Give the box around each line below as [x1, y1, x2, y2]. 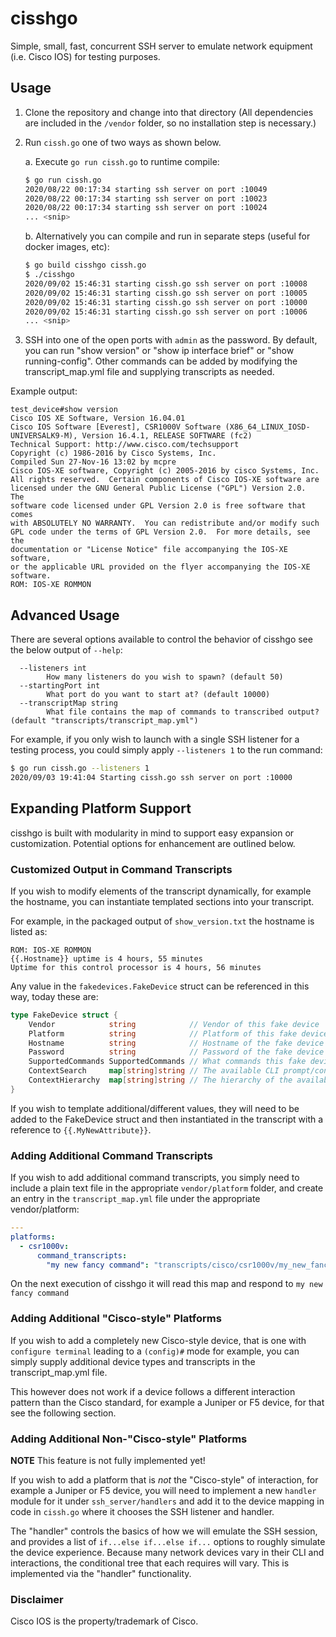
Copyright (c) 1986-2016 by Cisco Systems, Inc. [10, 448, 217, 459]
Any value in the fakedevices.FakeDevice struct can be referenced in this [10, 980, 310, 992]
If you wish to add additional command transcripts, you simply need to [10, 1172, 300, 1184]
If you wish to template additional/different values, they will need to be [10, 1102, 300, 1114]
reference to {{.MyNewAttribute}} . [10, 1123, 152, 1136]
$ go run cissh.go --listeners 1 [10, 763, 150, 774]
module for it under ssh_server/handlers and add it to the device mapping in [10, 1495, 325, 1507]
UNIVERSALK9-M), [10, 431, 78, 441]
